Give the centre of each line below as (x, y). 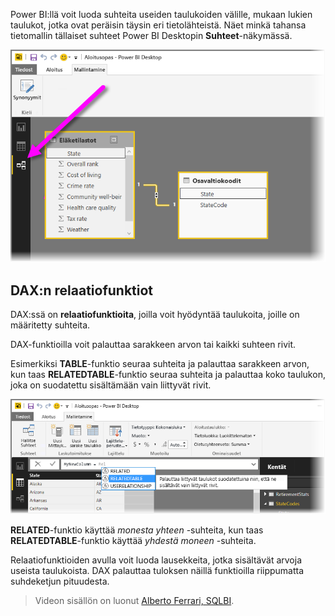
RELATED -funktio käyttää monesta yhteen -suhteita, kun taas (137, 530)
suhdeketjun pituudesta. (60, 581)
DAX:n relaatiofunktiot (82, 290)
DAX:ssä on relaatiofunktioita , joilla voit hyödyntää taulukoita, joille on (155, 314)
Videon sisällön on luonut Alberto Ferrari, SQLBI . (134, 601)
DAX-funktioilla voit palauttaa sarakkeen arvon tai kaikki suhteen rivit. (153, 344)
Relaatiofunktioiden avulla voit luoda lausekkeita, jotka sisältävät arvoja (156, 560)
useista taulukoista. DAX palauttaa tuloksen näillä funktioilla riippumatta (157, 571)
